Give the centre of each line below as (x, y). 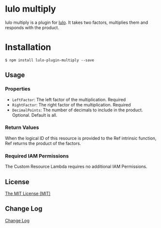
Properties (18, 89)
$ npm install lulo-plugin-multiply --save (50, 60)
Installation (28, 47)
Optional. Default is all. (34, 115)
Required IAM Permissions (37, 156)
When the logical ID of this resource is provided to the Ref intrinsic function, (81, 138)
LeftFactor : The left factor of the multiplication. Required (69, 99)
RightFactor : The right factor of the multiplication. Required (71, 105)
